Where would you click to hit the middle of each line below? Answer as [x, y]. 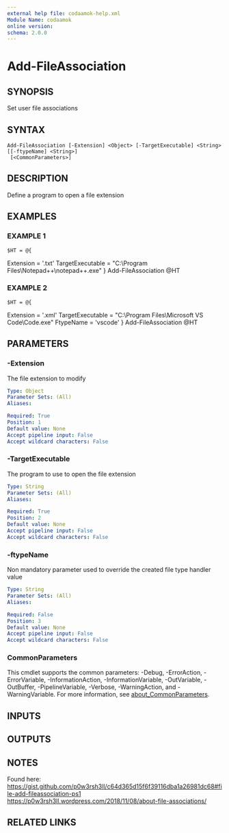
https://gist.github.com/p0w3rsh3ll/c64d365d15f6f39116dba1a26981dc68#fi [114, 786]
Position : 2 [24, 518]
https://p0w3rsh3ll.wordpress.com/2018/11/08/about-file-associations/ [107, 801]
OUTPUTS [29, 739]
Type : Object [26, 391]
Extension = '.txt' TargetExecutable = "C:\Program [78, 263]
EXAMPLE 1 [27, 236]
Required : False [30, 614]
